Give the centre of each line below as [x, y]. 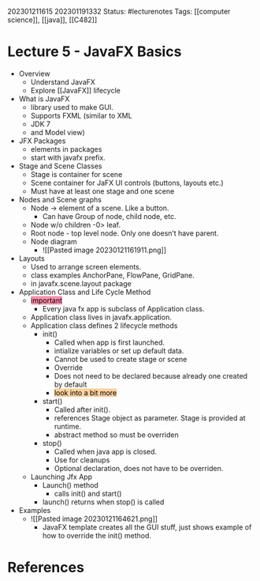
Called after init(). [82, 409]
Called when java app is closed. [106, 451]
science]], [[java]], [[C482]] [52, 20]
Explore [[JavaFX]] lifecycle [76, 90]
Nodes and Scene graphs [60, 199]
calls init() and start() [88, 493]
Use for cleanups [82, 460]
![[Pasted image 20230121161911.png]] [104, 250]
